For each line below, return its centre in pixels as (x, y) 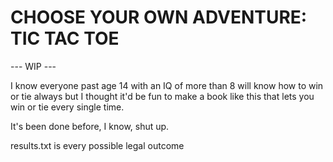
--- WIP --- (33, 66)
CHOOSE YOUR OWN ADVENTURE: (159, 17)
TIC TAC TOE (65, 38)
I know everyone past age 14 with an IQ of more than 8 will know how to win (167, 85)
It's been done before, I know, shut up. (90, 126)
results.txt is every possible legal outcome (97, 145)
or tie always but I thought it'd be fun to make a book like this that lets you (162, 96)
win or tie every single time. (67, 107)
